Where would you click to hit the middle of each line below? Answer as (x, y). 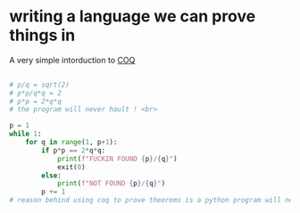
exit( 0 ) (71, 167)
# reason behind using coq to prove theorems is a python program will (145, 201)
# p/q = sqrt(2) (39, 85)
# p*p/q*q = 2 (36, 93)
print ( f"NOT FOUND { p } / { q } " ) (111, 184)
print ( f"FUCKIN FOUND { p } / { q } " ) (117, 159)
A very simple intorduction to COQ (72, 60)
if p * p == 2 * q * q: (73, 150)
